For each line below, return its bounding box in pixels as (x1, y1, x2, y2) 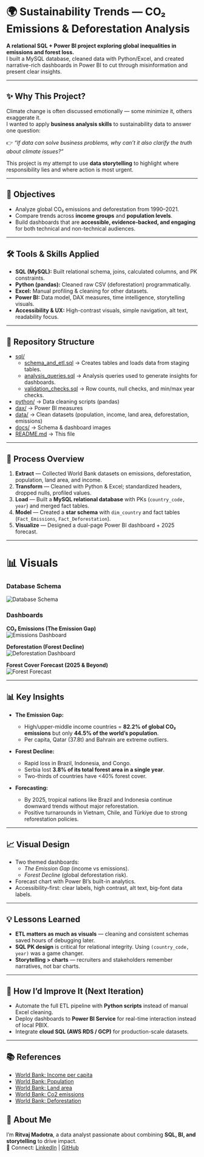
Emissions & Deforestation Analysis (6, 22, 190, 36)
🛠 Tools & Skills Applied (6, 249, 100, 259)
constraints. (15, 274, 46, 282)
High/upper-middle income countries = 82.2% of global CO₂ (24, 723, 176, 730)
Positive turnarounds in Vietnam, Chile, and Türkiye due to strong (24, 808, 188, 816)
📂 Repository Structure (6, 336, 95, 347)
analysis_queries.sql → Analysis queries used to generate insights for (24, 372, 198, 380)
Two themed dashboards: (15, 858, 80, 866)
